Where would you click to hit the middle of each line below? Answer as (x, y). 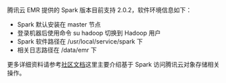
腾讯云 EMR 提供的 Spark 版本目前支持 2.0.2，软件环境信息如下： (100, 10)
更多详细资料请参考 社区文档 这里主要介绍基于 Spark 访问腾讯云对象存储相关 (113, 64)
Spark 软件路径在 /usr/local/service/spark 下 (80, 41)
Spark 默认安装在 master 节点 (59, 24)
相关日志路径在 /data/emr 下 (57, 50)
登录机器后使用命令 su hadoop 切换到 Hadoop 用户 (89, 33)
